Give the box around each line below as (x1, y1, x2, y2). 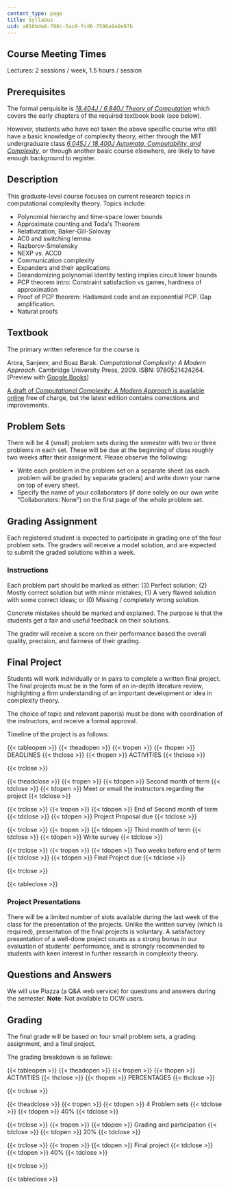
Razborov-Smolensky (16, 241, 78, 250)
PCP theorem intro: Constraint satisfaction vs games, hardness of (16, 278, 202, 286)
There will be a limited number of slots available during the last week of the (7, 912, 219, 921)
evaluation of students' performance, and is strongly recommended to (7, 942, 205, 950)
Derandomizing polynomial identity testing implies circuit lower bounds (16, 271, 218, 279)
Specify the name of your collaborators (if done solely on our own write (16, 488, 219, 497)
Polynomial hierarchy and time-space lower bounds (16, 212, 163, 221)
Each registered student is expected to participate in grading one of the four (7, 534, 222, 542)
